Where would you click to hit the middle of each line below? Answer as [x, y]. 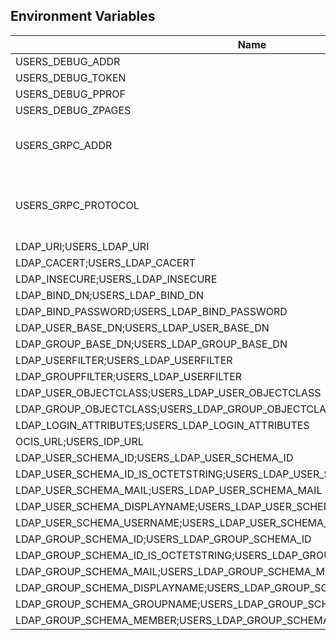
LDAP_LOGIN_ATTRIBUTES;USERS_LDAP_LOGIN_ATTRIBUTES [162, 425]
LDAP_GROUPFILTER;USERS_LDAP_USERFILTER [129, 376]
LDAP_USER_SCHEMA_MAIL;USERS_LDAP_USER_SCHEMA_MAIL [169, 490]
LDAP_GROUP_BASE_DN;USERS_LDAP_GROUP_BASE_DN [151, 344]
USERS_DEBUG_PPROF [70, 94]
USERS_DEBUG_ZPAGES [73, 110]
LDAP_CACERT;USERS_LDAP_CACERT [106, 262]
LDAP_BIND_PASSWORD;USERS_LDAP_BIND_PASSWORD [151, 311]
